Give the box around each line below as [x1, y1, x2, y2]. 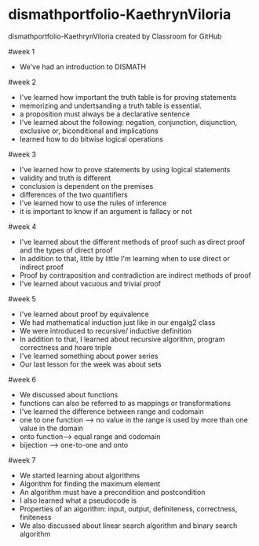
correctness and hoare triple [19, 342, 112, 352]
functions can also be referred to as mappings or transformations [19, 398, 232, 408]
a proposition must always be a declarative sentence [19, 109, 191, 119]
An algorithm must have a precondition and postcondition [19, 487, 206, 496]
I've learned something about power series [19, 351, 159, 360]
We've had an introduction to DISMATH [19, 61, 147, 72]
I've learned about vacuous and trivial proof [19, 279, 162, 288]
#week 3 [8, 149, 37, 159]
